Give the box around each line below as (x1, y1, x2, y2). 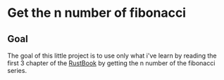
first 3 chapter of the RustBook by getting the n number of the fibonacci (7, 59, 216, 67)
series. (7, 67, 27, 74)
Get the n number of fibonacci (7, 5, 187, 21)
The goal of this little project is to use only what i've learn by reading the (7, 51, 217, 60)
